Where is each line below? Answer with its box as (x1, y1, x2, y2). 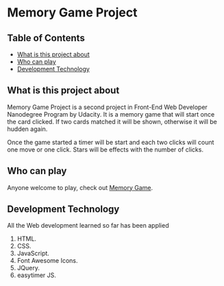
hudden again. (7, 125, 48, 133)
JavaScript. (16, 249, 50, 258)
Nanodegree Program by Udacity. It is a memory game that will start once (7, 110, 215, 118)
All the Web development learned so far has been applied (7, 222, 169, 230)
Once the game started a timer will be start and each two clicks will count (7, 138, 214, 146)
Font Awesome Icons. (16, 257, 78, 265)
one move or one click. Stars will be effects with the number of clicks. (7, 145, 204, 154)
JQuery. (16, 264, 40, 272)
